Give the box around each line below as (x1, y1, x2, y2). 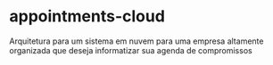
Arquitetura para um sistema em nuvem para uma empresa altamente (9, 36, 264, 46)
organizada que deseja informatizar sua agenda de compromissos (9, 45, 252, 55)
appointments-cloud (9, 6, 165, 27)
